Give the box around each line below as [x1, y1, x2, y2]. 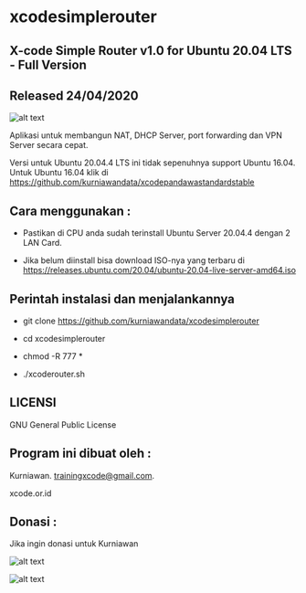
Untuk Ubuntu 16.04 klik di [9, 167, 109, 178]
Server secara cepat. [9, 140, 89, 151]
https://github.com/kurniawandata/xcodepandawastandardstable [9, 176, 255, 188]
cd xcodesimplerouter [22, 334, 106, 344]
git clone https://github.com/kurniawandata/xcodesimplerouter [22, 315, 260, 326]
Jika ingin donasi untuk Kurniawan [9, 538, 139, 549]
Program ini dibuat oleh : [9, 446, 153, 461]
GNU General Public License [9, 418, 117, 430]
